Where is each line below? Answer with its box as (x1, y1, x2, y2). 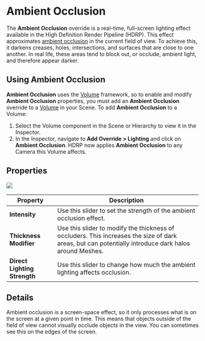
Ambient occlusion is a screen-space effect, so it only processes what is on (6, 309, 197, 316)
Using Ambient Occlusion (6, 74, 106, 85)
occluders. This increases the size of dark (57, 231, 178, 240)
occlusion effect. (57, 214, 106, 222)
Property (17, 196, 44, 204)
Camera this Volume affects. (15, 148, 87, 155)
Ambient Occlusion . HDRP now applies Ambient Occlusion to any (15, 142, 183, 149)
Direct (9, 256, 27, 265)
